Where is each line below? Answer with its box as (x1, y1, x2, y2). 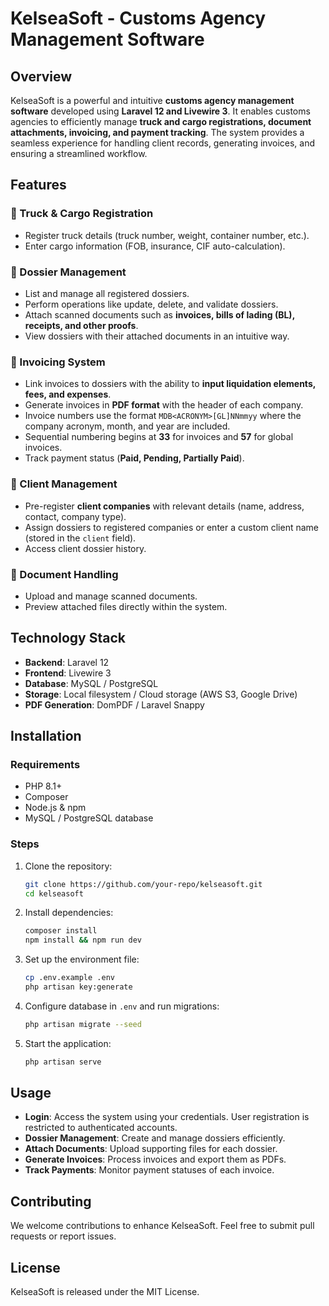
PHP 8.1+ (24, 780, 63, 792)
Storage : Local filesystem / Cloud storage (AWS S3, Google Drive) (24, 688, 298, 700)
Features (10, 177, 67, 194)
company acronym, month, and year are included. (24, 420, 231, 432)
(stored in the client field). (24, 532, 137, 544)
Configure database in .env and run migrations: (24, 1000, 220, 1012)
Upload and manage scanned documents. (24, 590, 198, 602)
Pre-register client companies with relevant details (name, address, (24, 500, 305, 512)
